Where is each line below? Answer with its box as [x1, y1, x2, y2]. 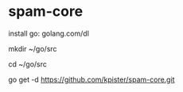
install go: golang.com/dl [8, 29, 90, 38]
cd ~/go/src [8, 59, 48, 69]
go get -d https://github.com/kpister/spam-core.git [8, 75, 175, 84]
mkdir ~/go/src [8, 44, 57, 53]
